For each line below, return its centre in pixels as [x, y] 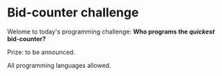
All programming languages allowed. [59, 65]
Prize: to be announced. [41, 52]
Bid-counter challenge [73, 13]
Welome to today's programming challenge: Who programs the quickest [111, 31]
